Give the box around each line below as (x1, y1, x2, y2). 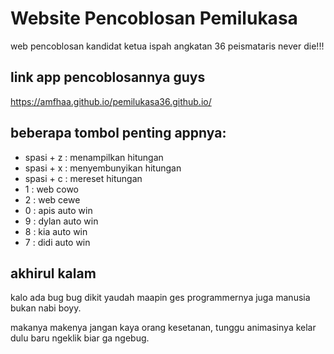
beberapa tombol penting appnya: (10, 125, 227, 142)
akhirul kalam (10, 265, 97, 282)
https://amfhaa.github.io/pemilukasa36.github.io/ (10, 95, 212, 107)
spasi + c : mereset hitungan (24, 172, 143, 184)
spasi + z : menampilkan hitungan (24, 151, 164, 163)
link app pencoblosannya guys (10, 69, 206, 86)
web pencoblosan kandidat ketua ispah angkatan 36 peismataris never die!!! (10, 40, 325, 52)
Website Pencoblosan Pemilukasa (10, 7, 298, 30)
